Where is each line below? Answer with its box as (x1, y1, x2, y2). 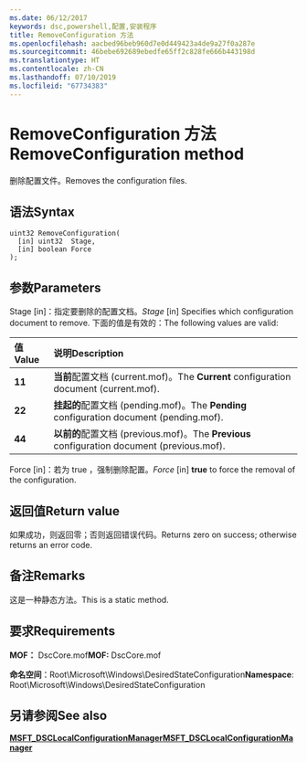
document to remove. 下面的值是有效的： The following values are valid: (9, 317, 279, 329)
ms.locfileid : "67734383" (9, 81, 108, 90)
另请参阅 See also (9, 708, 108, 724)
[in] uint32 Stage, (17, 237, 96, 247)
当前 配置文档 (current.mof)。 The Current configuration (53, 371, 291, 384)
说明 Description (53, 347, 124, 360)
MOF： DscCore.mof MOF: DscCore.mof (9, 650, 162, 661)
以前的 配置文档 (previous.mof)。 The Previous (53, 428, 251, 440)
